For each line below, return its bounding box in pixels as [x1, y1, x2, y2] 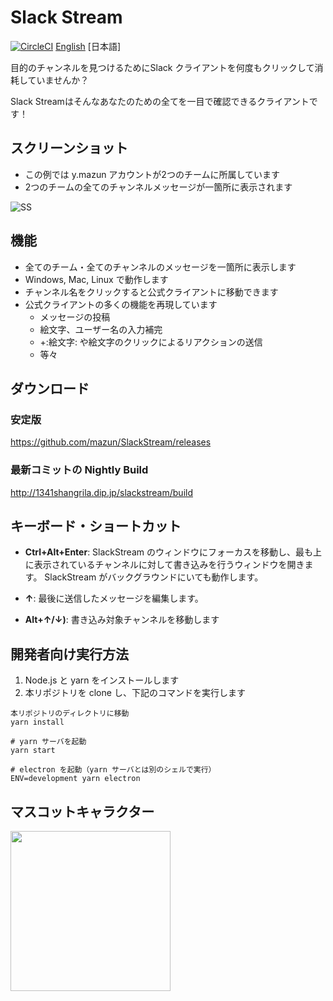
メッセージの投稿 [39, 311, 111, 323]
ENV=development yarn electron [10, 774, 141, 784]
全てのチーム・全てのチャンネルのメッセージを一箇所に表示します [24, 261, 297, 273]
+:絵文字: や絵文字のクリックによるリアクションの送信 [39, 336, 263, 348]
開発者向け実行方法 [10, 646, 129, 663]
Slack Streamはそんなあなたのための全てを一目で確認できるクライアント [10, 95, 310, 107]
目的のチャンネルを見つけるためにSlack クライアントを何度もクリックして [10, 61, 315, 73]
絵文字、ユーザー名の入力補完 [39, 323, 163, 335]
